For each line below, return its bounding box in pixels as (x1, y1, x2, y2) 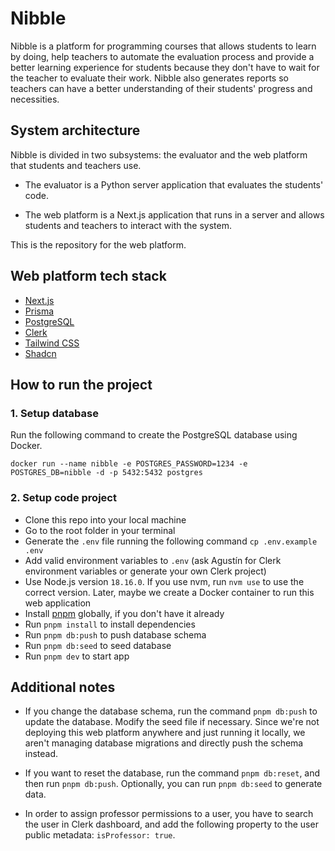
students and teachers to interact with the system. (24, 219, 232, 231)
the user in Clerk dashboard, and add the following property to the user (24, 818, 319, 831)
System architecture (10, 122, 141, 139)
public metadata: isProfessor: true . (24, 829, 176, 841)
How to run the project (10, 376, 153, 393)
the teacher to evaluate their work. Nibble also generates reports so (10, 72, 289, 84)
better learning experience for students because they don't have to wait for (10, 61, 320, 73)
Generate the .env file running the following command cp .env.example (24, 535, 318, 547)
